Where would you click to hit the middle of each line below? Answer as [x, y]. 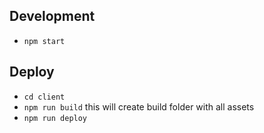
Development [52, 16]
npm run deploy [55, 118]
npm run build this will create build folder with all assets [139, 106]
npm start [44, 41]
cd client [44, 97]
